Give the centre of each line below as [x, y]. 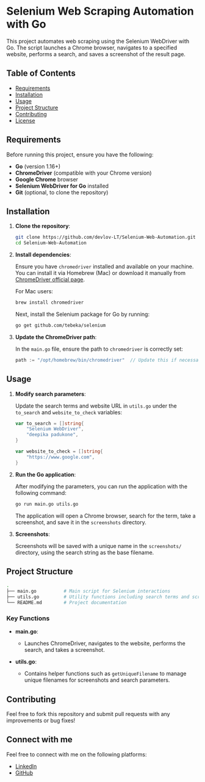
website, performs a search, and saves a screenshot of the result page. [96, 54]
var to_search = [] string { [49, 423]
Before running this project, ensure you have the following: [80, 155]
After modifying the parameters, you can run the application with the [101, 486]
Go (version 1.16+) [38, 166]
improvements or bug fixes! [41, 720]
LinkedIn [26, 766]
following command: [41, 492]
